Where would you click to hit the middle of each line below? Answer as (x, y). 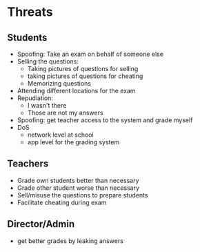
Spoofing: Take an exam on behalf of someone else (90, 54)
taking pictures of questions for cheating (85, 76)
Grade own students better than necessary (78, 180)
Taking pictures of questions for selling (83, 69)
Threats (30, 12)
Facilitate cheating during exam (62, 202)
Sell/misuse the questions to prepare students (82, 195)
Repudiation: (35, 98)
